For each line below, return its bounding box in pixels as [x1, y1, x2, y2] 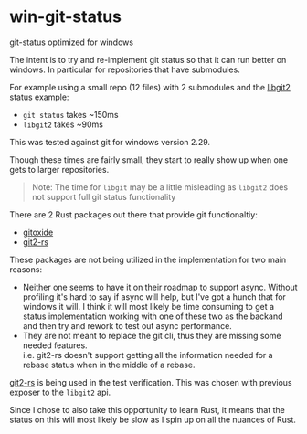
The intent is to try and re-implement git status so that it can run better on [9, 54, 287, 65]
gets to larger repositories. [9, 164, 110, 175]
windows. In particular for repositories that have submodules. [9, 64, 240, 75]
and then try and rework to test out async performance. [22, 320, 233, 331]
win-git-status [9, 6, 122, 27]
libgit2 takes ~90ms [22, 119, 103, 130]
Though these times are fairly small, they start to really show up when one [9, 153, 289, 165]
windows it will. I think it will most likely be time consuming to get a [22, 301, 275, 312]
